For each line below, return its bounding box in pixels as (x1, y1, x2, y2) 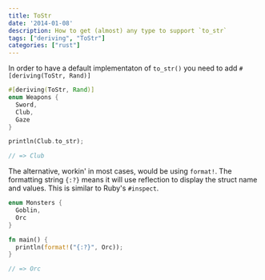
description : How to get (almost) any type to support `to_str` (8, 26, 227, 34)
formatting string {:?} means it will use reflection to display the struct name (8, 175, 258, 185)
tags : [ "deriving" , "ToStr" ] (8, 34, 106, 42)
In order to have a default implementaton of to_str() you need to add (8, 63, 238, 73)
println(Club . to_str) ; (8, 138, 84, 146)
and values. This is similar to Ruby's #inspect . (8, 183, 159, 193)
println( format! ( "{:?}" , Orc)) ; (15, 243, 124, 251)
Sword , (15, 101, 38, 109)
